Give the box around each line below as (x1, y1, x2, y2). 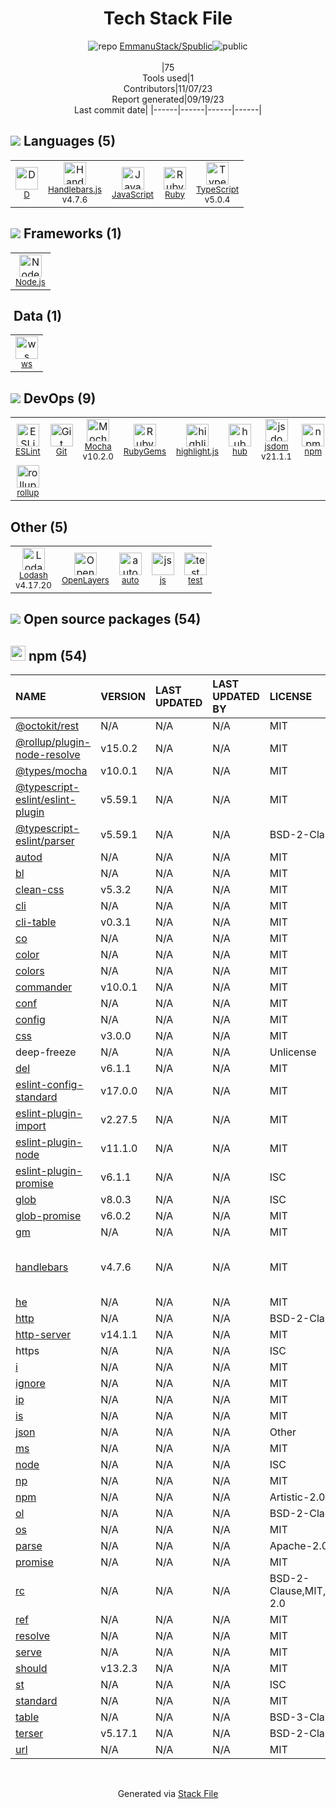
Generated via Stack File (117, 1788, 219, 1800)
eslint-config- (15, 1078, 84, 1092)
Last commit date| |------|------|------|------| (74, 103, 262, 116)
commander (15, 980, 73, 994)
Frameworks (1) (23, 225, 122, 242)
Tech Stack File (103, 7, 233, 30)
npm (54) (28, 647, 88, 664)
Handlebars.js (48, 183, 103, 195)
